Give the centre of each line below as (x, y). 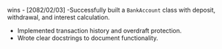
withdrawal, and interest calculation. (59, 17)
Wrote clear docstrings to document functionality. (88, 38)
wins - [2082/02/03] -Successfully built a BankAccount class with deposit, (111, 10)
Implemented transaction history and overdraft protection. (99, 31)
